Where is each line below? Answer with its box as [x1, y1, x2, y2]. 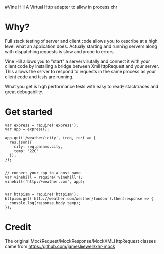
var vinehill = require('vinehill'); [5, 175, 83, 180]
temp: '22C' [14, 148, 39, 153]
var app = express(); [5, 127, 50, 132]
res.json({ [9, 140, 32, 145]
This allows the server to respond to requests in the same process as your [5, 68, 156, 74]
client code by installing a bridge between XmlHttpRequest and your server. [5, 63, 159, 69]
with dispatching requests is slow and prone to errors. [5, 48, 115, 54]
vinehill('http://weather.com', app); [5, 179, 85, 184]
